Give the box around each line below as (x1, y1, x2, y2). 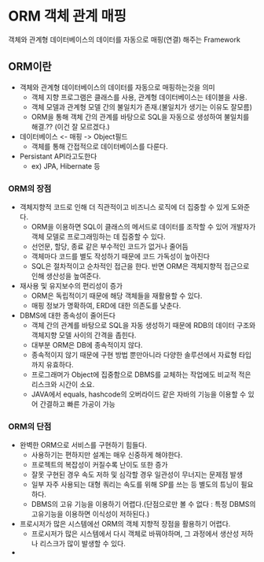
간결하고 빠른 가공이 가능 (39, 400, 115, 409)
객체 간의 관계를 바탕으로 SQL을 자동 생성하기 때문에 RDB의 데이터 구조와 (31, 321, 256, 330)
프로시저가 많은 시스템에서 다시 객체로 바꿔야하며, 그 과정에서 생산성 (31, 529, 240, 538)
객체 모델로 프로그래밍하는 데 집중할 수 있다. (31, 232, 166, 241)
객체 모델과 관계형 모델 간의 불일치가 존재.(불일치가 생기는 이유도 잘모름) (31, 102, 253, 111)
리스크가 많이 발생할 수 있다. (39, 539, 126, 549)
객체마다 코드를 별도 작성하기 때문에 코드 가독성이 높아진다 (31, 251, 211, 261)
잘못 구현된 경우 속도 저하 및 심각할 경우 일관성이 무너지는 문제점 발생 (31, 470, 244, 479)
